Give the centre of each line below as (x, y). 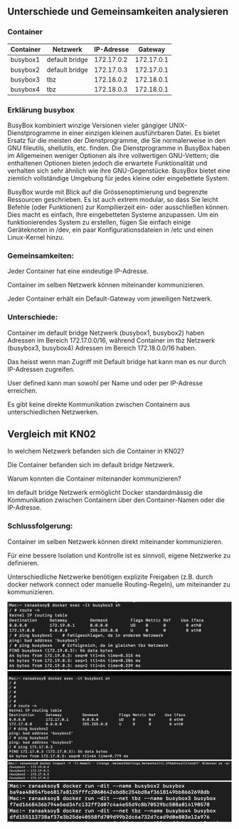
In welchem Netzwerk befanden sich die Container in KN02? (96, 451)
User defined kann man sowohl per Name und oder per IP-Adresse (105, 383)
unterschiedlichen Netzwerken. (53, 412)
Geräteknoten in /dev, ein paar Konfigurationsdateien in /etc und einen (110, 230)
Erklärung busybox (41, 109)
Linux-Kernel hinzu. (36, 237)
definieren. (23, 563)
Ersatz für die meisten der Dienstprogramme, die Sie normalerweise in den (117, 140)
